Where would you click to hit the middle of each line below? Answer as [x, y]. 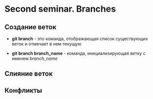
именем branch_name [34, 59]
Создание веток [31, 27]
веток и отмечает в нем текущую [46, 44]
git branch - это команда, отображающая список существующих [80, 39]
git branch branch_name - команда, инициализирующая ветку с [79, 53]
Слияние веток [29, 74]
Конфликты [23, 90]
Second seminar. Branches [60, 9]
